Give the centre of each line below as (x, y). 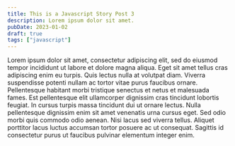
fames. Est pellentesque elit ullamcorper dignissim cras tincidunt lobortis (113, 98)
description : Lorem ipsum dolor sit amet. (71, 20)
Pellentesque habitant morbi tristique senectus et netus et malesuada (109, 90)
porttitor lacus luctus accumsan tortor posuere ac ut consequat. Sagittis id (116, 128)
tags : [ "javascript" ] (39, 40)
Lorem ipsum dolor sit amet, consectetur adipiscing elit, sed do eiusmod (113, 60)
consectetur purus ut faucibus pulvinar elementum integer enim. (101, 135)
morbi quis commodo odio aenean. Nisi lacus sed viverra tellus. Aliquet (111, 120)
